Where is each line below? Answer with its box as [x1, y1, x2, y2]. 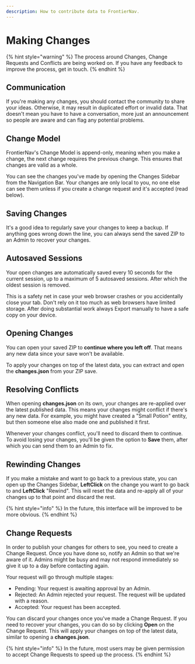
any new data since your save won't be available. [6, 350, 124, 357]
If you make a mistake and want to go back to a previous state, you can [6, 475, 177, 482]
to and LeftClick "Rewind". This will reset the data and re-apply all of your [6, 487, 184, 494]
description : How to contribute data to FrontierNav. [6, 8, 140, 15]
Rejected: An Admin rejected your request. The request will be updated [14, 591, 186, 598]
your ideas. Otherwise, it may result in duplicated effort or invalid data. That [6, 104, 188, 111]
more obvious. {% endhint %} [6, 511, 78, 518]
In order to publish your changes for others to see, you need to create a [6, 543, 178, 551]
